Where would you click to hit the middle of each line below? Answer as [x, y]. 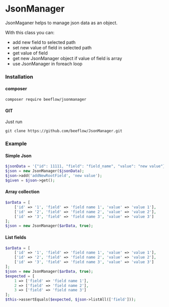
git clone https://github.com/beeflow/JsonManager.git [64, 131]
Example [16, 144]
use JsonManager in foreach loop [48, 64]
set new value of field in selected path [52, 47]
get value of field [30, 53]
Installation [19, 77]
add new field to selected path [44, 42]
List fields [16, 237]
